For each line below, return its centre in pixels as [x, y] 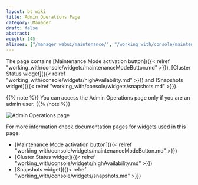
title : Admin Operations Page [43, 17]
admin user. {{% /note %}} [38, 104]
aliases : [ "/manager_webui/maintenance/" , [59, 45]
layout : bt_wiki [26, 11]
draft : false [22, 28]
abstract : [18, 34]
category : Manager [29, 22]
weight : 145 [21, 39]
